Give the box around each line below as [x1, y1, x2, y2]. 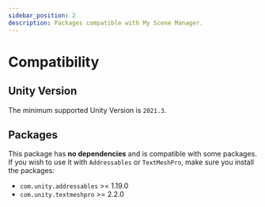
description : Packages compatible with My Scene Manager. [8, 19, 203, 27]
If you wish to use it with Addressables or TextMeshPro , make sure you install [8, 157, 255, 167]
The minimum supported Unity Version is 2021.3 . [8, 105, 167, 115]
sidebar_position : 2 [8, 11, 77, 20]
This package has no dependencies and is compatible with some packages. [8, 149, 257, 159]
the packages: [8, 166, 55, 175]
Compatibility [8, 53, 100, 71]
